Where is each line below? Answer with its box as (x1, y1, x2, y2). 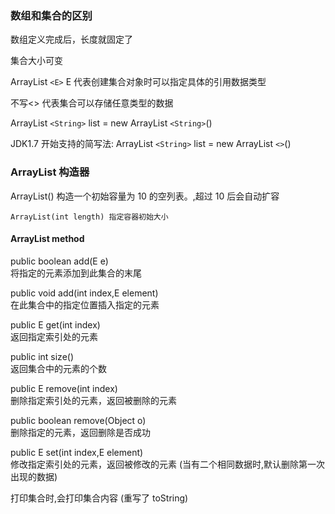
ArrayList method (10, 233, 85, 245)
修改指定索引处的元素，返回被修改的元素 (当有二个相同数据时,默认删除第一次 (10, 458, 326, 470)
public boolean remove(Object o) (10, 414, 147, 426)
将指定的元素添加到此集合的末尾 (10, 267, 142, 279)
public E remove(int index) (10, 382, 118, 394)
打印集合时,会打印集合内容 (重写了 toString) (10, 492, 189, 504)
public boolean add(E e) (10, 255, 109, 267)
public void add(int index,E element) (10, 287, 159, 299)
